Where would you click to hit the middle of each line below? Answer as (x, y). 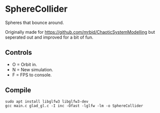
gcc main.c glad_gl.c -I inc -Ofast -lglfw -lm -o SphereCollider (74, 106)
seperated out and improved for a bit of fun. (49, 37)
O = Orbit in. (25, 64)
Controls (19, 53)
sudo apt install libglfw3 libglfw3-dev (47, 101)
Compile (18, 90)
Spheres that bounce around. (34, 23)
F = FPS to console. (32, 75)
